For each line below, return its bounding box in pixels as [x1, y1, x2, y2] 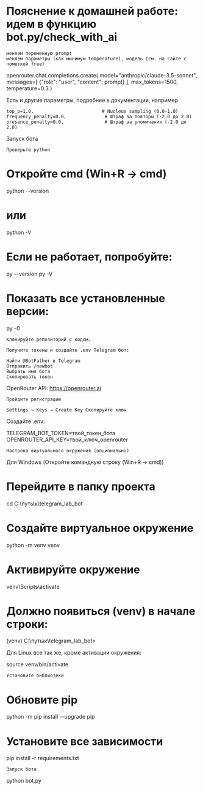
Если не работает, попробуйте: [6, 250, 173, 263]
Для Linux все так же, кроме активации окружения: [6, 649, 141, 657]
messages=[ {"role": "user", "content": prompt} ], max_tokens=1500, [6, 78, 179, 85]
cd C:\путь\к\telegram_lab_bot [6, 500, 83, 507]
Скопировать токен [6, 374, 53, 380]
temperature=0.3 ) [6, 84, 52, 92]
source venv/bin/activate [6, 661, 69, 668]
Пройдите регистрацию [6, 396, 62, 402]
